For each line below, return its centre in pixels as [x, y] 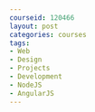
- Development [36, 77]
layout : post [34, 26]
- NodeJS [26, 85]
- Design [26, 60]
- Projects [30, 69]
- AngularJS [32, 93]
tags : [19, 43]
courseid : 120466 [42, 18]
